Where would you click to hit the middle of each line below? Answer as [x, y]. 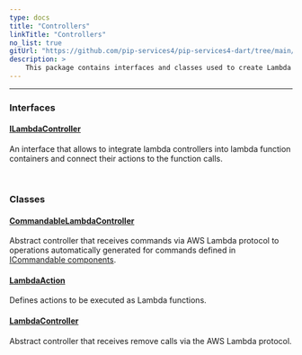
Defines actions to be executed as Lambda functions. [108, 300]
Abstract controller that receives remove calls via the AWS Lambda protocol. [151, 341]
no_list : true [36, 43]
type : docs [30, 18]
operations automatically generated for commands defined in [123, 250]
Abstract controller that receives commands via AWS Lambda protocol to [144, 241]
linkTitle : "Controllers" [58, 34]
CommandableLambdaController [72, 220]
